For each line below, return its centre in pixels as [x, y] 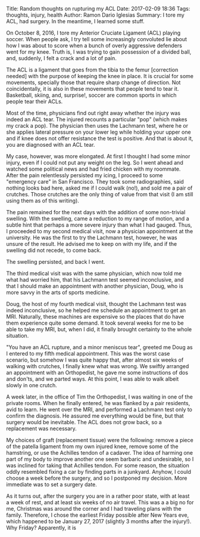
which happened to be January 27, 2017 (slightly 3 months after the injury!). [99, 521]
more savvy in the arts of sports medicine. [58, 292]
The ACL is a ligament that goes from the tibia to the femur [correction [92, 70]
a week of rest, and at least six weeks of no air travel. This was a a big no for [100, 502]
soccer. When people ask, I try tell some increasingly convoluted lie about [97, 39]
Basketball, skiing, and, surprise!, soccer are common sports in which [91, 95]
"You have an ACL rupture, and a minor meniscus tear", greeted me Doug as [99, 347]
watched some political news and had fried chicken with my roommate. [93, 169]
